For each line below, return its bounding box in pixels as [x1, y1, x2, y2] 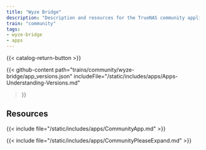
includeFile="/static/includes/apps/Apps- [73, 73, 178, 80]
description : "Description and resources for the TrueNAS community [6, 15, 185, 21]
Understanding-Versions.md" [6, 79, 81, 86]
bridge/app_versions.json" [6, 73, 72, 80]
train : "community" [6, 20, 56, 26]
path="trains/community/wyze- [55, 66, 135, 73]
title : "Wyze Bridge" [6, 9, 62, 15]
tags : [6, 26, 20, 32]
